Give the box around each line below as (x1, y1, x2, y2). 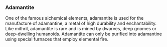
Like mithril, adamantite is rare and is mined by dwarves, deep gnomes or (5, 26, 157, 32)
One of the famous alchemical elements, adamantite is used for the (5, 15, 144, 21)
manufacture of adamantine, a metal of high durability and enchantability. (5, 20, 157, 26)
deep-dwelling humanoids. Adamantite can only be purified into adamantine (5, 31, 162, 37)
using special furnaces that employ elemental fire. (5, 36, 109, 42)
